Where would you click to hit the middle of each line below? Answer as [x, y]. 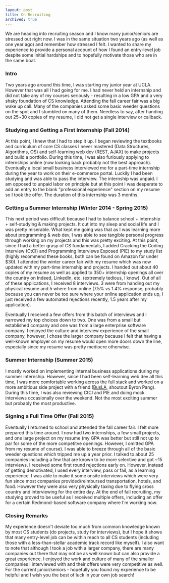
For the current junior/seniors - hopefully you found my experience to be [81, 570]
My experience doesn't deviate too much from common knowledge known [83, 527]
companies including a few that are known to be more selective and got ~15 [84, 459]
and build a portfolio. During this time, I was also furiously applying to [77, 157]
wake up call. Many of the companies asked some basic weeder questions [83, 106]
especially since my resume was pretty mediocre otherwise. [68, 347]
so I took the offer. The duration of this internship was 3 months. [72, 195]
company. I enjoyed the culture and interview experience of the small [77, 331]
